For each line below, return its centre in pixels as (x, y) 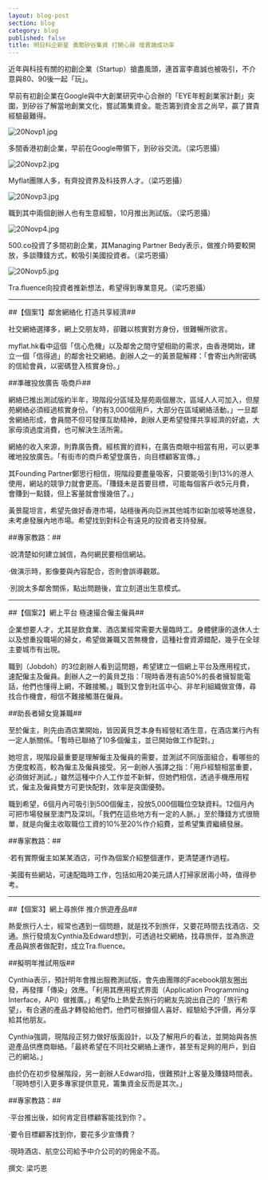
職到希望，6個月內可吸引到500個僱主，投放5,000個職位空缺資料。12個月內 (131, 804)
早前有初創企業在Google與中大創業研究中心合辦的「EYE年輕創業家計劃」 (128, 96)
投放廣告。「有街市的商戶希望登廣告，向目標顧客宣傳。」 (113, 457)
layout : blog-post (39, 16)
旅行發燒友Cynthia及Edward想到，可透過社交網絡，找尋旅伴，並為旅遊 (138, 936)
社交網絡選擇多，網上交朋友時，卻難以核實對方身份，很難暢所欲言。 (120, 329)
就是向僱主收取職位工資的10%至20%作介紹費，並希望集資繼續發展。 (135, 824)
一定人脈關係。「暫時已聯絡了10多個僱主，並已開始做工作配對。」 (113, 740)
